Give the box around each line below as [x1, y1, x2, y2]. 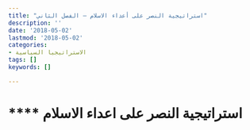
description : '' [8, 19, 62, 27]
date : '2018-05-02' [8, 26, 73, 34]
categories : [8, 41, 48, 49]
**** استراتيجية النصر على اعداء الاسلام [8, 104, 243, 122]
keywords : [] [8, 63, 52, 71]
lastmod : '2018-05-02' [8, 33, 83, 42]
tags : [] [8, 56, 37, 64]
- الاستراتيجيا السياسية [8, 48, 87, 56]
